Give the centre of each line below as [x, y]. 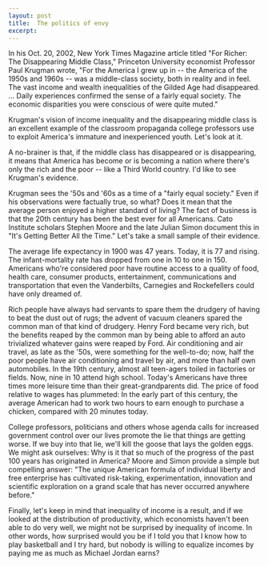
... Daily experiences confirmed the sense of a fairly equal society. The [125, 96]
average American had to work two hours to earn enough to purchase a [126, 403]
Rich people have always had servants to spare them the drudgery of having [134, 310]
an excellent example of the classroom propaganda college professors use [131, 128]
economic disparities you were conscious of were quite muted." [113, 104]
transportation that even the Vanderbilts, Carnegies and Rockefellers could [131, 286]
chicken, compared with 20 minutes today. [78, 411]
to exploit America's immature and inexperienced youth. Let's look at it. [126, 137]
